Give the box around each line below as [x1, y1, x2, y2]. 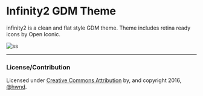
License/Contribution [6, 63, 71, 71]
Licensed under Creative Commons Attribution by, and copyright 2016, [6, 77, 182, 84]
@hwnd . [6, 83, 27, 91]
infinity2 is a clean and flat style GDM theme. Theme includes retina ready [6, 24, 191, 31]
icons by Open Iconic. [6, 30, 60, 37]
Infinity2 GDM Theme [6, 4, 117, 18]
